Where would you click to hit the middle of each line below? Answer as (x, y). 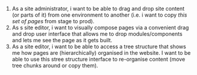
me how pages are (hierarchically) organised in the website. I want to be (101, 53)
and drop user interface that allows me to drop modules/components (97, 34)
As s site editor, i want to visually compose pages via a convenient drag (100, 27)
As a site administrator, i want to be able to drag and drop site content (98, 9)
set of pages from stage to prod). (53, 21)
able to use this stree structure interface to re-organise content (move (98, 59)
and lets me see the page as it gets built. (62, 40)
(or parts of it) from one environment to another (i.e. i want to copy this (99, 15)
